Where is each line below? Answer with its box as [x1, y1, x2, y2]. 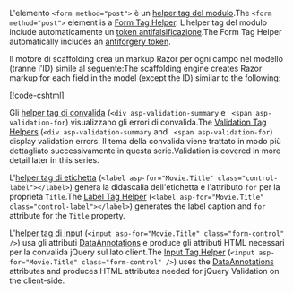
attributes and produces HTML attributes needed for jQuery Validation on [9, 266, 280, 276]
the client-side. [9, 275, 65, 286]
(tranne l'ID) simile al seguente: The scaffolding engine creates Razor [9, 63, 263, 73]
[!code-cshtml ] [9, 90, 65, 100]
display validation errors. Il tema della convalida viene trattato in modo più [9, 136, 282, 146]
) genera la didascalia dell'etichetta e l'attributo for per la [69, 182, 280, 192]
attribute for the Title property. [9, 211, 125, 220]
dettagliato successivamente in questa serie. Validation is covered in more [9, 145, 281, 156]
